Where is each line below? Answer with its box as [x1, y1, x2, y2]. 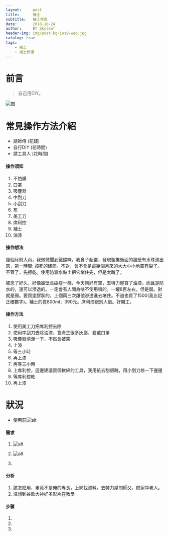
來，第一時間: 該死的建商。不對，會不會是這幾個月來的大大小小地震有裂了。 [6, 263, 162, 269]
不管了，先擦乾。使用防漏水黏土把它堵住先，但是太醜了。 [6, 269, 124, 275]
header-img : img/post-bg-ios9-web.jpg [6, 31, 87, 36]
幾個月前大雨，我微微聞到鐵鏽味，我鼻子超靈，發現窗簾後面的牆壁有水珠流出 [6, 256, 164, 262]
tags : [6, 40, 17, 45]
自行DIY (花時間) [13, 144, 47, 150]
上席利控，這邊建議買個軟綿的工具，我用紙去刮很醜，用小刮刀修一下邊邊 [13, 367, 162, 373]
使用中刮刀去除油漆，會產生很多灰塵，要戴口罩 [13, 329, 110, 335]
